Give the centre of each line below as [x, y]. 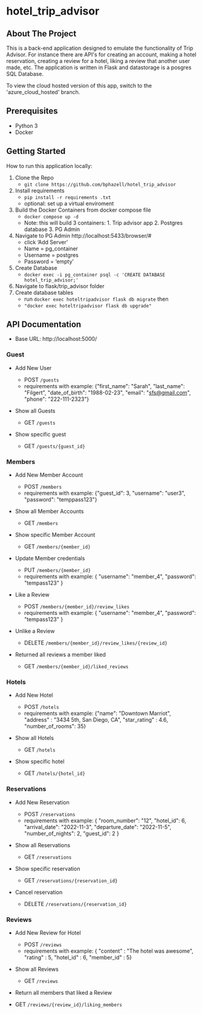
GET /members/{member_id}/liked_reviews [76, 666]
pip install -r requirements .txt [67, 197]
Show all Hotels [34, 738]
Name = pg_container [51, 248]
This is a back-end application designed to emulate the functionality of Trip [100, 48]
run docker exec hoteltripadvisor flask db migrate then [96, 299]
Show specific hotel [40, 762]
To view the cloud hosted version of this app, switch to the [79, 86]
